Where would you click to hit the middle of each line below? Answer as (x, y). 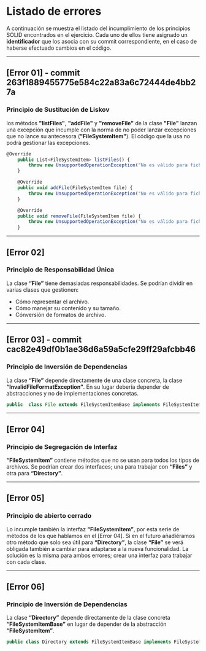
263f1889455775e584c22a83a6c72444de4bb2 (101, 83)
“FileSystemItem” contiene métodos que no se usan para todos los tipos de (103, 460)
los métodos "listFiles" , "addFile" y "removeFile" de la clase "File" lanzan (102, 123)
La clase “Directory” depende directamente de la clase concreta (88, 618)
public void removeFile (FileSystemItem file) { (79, 216)
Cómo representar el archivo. (52, 302)
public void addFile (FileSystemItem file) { (75, 188)
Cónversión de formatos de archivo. (60, 314)
